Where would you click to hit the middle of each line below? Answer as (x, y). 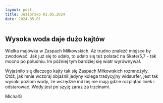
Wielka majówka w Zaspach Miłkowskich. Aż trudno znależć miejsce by (78, 51)
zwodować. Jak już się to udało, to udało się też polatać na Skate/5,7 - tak (81, 56)
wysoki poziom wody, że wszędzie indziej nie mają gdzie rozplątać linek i (80, 82)
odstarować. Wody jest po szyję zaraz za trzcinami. (58, 87)
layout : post (19, 10)
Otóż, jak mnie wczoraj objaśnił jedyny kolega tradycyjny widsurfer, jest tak (82, 76)
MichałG (14, 97)
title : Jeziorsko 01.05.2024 (35, 14)
